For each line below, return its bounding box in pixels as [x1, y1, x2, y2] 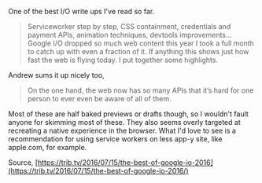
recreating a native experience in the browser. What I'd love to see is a [8, 126, 236, 135]
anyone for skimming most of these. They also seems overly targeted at [8, 118, 242, 126]
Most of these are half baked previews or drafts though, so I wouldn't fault [8, 109, 249, 119]
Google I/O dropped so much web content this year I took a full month [27, 38, 254, 48]
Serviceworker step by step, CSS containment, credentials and [27, 22, 231, 31]
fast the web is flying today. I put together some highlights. [27, 55, 219, 64]
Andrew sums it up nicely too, [8, 71, 105, 79]
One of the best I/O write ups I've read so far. [8, 7, 155, 16]
